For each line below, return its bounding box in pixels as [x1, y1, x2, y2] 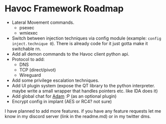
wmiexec [19, 30, 38, 36]
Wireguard [19, 72, 41, 78]
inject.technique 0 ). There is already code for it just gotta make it [11, 40, 148, 46]
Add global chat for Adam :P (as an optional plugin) [11, 93, 117, 99]
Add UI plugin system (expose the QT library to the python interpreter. [11, 82, 155, 88]
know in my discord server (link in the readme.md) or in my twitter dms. [4, 113, 151, 119]
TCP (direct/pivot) [19, 66, 56, 72]
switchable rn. [11, 46, 41, 52]
